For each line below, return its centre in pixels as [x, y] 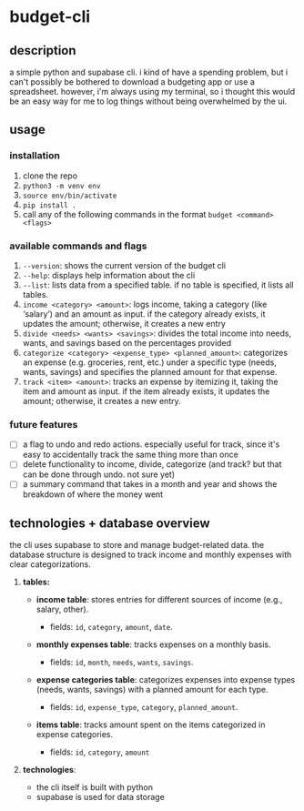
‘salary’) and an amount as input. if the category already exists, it [144, 314]
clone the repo [50, 176]
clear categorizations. [50, 564]
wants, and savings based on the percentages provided [127, 342]
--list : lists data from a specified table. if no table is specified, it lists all [158, 285]
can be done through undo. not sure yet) [99, 474]
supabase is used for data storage [101, 797]
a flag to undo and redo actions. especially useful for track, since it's [151, 444]
